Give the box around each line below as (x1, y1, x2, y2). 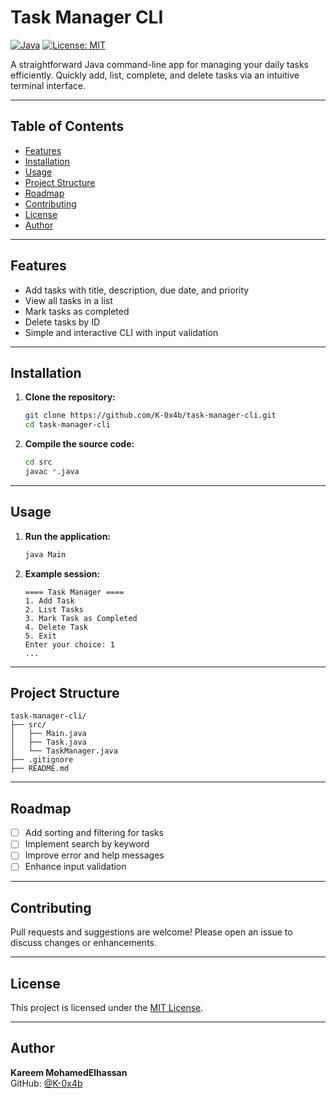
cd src (24, 457, 53, 468)
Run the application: (24, 530, 112, 542)
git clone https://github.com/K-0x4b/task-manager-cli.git (24, 411, 277, 421)
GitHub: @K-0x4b (10, 1077, 83, 1089)
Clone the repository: (24, 391, 116, 403)
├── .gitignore (10, 755, 74, 765)
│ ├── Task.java (10, 737, 87, 748)
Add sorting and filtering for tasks (24, 827, 164, 839)
